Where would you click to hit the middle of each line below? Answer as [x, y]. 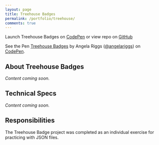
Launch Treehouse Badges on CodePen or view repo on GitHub [69, 37]
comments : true [20, 23]
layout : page [18, 9]
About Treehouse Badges [45, 67]
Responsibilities [30, 121]
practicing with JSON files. [32, 137]
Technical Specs [31, 93]
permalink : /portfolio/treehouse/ [40, 18]
